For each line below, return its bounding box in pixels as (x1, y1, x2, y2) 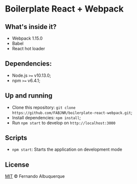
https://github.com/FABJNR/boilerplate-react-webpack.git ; (12, 110, 133, 115)
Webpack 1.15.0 (12, 35, 43, 41)
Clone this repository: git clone (12, 104, 76, 110)
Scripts (5, 134, 27, 142)
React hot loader (12, 46, 45, 51)
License (5, 160, 29, 169)
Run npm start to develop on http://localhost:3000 (12, 120, 116, 126)
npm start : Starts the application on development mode (12, 146, 123, 153)
